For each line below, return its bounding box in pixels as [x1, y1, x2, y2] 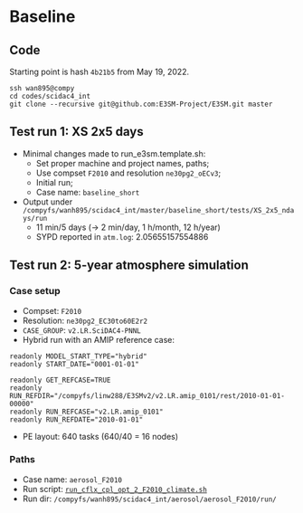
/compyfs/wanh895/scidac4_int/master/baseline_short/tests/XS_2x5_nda [22, 205, 295, 214]
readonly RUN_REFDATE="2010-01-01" [9, 414, 144, 424]
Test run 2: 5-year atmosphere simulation [9, 258, 249, 273]
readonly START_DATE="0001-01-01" [9, 359, 140, 368]
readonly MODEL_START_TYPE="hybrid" [9, 351, 147, 361]
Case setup [9, 285, 61, 298]
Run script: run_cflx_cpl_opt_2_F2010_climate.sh [22, 483, 208, 494]
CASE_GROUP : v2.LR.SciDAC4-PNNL [22, 324, 142, 336]
